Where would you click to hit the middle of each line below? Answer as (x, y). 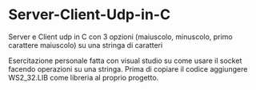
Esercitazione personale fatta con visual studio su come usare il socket (125, 61)
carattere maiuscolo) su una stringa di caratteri (86, 45)
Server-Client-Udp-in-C (89, 15)
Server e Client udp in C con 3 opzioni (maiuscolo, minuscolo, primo (121, 37)
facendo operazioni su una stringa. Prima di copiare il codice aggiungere (128, 68)
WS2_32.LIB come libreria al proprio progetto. (84, 77)
